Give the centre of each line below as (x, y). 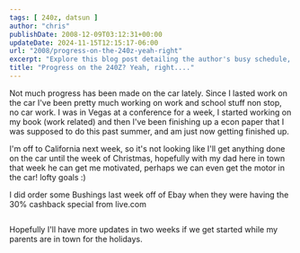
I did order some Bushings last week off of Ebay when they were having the (149, 195)
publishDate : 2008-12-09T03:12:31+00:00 (86, 34)
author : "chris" (40, 26)
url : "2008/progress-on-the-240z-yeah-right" (96, 51)
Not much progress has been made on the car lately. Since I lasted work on (148, 93)
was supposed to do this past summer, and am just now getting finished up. (150, 131)
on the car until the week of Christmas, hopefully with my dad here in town (147, 158)
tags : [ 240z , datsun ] (54, 17)
